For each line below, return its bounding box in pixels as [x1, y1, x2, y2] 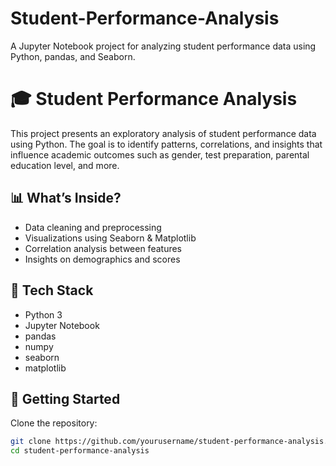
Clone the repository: [10, 417, 98, 429]
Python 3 [24, 308, 63, 321]
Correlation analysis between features [24, 242, 182, 254]
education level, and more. [10, 159, 120, 171]
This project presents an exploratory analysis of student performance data [10, 127, 317, 139]
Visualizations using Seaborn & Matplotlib [24, 232, 197, 244]
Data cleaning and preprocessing [24, 221, 162, 233]
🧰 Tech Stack [10, 282, 94, 299]
